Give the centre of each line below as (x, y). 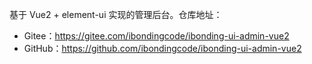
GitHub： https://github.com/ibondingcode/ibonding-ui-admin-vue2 (162, 48)
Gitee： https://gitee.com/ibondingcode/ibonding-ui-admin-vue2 (156, 36)
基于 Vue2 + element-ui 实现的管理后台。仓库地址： (116, 14)
